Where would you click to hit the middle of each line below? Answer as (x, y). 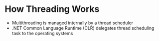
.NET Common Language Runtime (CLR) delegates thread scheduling (83, 28)
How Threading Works (52, 9)
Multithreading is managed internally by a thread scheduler (72, 23)
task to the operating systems (42, 33)
